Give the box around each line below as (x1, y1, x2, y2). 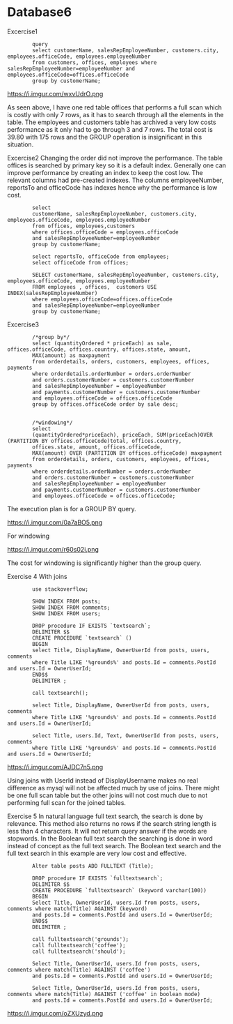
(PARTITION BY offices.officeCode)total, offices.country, (7, 437, 182, 444)
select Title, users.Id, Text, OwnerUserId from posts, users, (32, 732, 219, 739)
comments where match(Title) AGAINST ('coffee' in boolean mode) (7, 991, 200, 997)
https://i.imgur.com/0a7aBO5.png (7, 518, 103, 527)
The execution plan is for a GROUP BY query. (7, 504, 137, 513)
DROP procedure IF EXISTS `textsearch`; (32, 622, 151, 629)
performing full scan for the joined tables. (7, 798, 127, 806)
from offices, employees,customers (32, 223, 136, 229)
